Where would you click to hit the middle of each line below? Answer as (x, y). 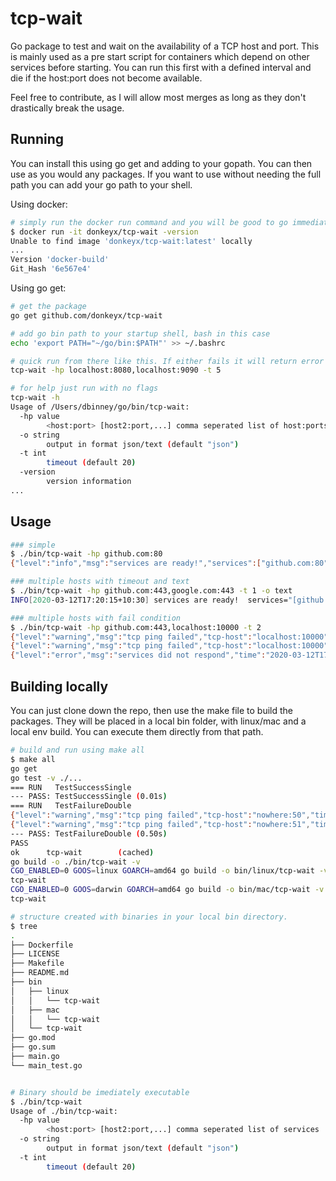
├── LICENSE (35, 954)
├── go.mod (33, 1038)
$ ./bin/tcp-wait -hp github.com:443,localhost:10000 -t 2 (136, 627)
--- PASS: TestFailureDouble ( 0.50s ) (89, 833)
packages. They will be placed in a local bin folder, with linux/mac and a (158, 721)
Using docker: (39, 204)
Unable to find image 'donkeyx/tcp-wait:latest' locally (131, 241)
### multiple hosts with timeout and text (100, 582)
